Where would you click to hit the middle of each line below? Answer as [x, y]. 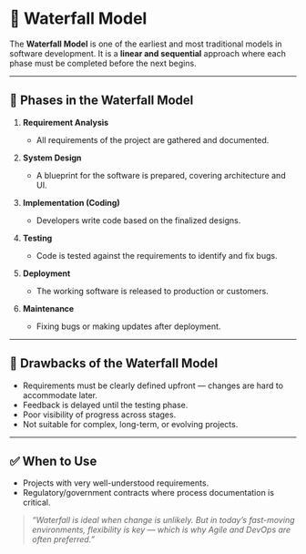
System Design [52, 158]
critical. [36, 503]
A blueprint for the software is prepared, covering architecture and [161, 175]
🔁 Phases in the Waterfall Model [102, 101]
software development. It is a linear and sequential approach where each [148, 53]
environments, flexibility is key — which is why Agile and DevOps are [161, 530]
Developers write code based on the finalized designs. [138, 220]
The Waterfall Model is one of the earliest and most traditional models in [146, 44]
